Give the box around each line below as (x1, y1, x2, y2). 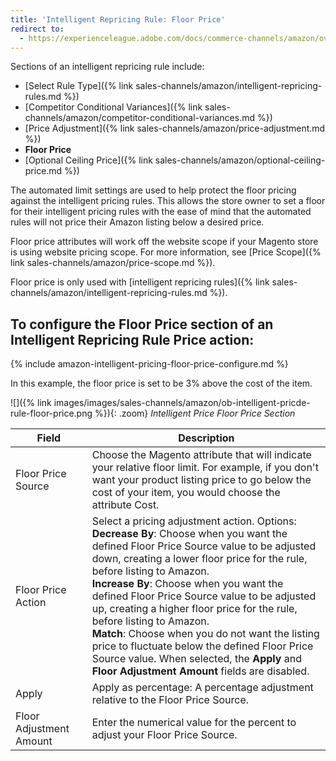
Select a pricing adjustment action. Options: (91, 514, 297, 528)
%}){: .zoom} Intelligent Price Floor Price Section (94, 407, 296, 420)
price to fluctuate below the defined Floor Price (91, 639, 314, 653)
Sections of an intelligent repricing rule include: (10, 61, 205, 73)
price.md (24, 165, 63, 177)
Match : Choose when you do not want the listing (91, 627, 320, 641)
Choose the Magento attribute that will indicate (91, 448, 312, 462)
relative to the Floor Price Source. (91, 693, 250, 707)
